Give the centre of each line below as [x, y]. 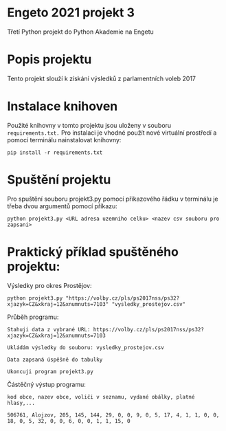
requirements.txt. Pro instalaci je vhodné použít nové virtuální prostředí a [112, 133]
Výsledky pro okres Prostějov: [49, 285]
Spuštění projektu [59, 179]
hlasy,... [21, 403]
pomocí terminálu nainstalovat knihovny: [64, 140]
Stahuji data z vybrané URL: [49, 329]
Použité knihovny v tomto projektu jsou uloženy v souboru [89, 125]
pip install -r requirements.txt [55, 153]
